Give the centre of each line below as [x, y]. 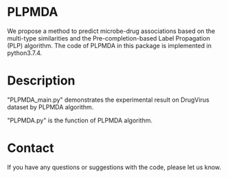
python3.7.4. [25, 53]
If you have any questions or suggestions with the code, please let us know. [114, 167]
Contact [31, 148]
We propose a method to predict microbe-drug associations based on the [111, 31]
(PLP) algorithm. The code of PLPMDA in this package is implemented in [109, 45]
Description [41, 81]
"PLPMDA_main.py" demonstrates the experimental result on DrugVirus [108, 100]
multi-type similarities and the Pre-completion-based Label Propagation [109, 38]
